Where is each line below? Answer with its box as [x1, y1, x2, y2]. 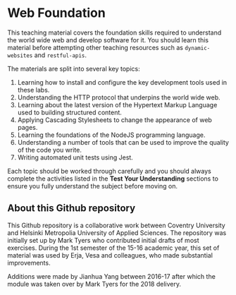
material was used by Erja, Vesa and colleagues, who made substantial [7, 251, 213, 259]
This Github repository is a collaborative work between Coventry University [7, 221, 225, 229]
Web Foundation [7, 5, 106, 21]
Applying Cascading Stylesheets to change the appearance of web [17, 115, 213, 124]
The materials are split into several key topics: [7, 64, 140, 73]
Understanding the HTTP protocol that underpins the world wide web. [17, 93, 221, 102]
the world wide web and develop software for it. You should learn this [7, 35, 209, 44]
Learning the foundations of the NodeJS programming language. [17, 131, 206, 139]
